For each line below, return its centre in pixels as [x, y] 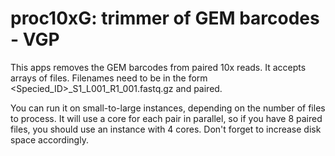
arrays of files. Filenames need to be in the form [109, 78]
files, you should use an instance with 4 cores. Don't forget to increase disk [166, 129]
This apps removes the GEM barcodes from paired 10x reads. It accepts [158, 67]
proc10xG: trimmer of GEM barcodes [165, 18]
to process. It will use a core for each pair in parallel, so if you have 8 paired [166, 118]
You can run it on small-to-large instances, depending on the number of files [168, 108]
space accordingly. [49, 139]
